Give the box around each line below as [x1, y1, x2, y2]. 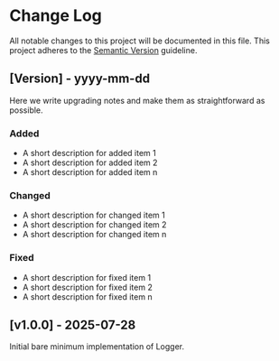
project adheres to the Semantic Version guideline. [9, 44, 198, 55]
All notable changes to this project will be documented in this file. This [9, 35, 271, 46]
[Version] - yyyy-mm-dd [9, 71, 151, 87]
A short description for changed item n [22, 229, 167, 240]
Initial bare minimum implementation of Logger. [9, 341, 185, 352]
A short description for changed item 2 [22, 219, 167, 230]
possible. [9, 105, 43, 116]
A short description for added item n [22, 167, 158, 178]
